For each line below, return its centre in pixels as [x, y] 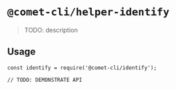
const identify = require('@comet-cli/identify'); [82, 68]
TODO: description [51, 30]
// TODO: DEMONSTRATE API [45, 80]
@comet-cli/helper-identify [88, 12]
